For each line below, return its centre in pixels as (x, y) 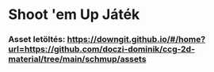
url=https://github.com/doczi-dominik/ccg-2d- (102, 49)
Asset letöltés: (37, 40)
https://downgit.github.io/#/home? (136, 40)
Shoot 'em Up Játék (74, 15)
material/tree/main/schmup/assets (77, 59)
